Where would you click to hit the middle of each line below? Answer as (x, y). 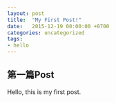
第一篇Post (31, 75)
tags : (15, 39)
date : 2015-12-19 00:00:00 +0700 (58, 26)
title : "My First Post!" (44, 20)
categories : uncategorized (46, 33)
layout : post (26, 13)
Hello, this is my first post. (44, 92)
